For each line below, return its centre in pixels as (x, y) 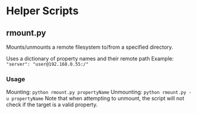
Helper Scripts (42, 11)
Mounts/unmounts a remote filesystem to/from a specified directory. (90, 47)
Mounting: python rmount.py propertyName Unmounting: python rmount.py (96, 92)
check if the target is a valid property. (52, 104)
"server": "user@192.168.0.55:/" (47, 64)
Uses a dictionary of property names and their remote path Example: (90, 58)
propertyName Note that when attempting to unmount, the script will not (98, 99)
